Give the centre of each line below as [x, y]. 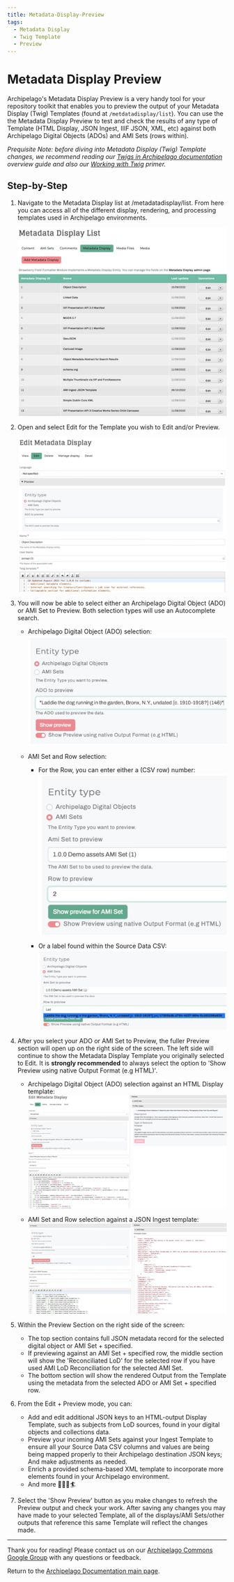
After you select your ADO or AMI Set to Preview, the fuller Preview [114, 1041]
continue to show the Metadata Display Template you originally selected [120, 1056]
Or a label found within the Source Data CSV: [102, 946]
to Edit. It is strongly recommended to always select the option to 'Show [122, 1063]
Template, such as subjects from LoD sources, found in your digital [124, 1424]
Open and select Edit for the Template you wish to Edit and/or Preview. [118, 427]
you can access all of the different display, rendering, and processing [117, 210]
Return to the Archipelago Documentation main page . [84, 1571]
